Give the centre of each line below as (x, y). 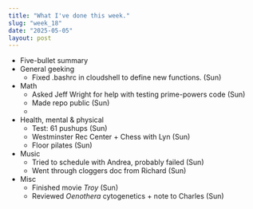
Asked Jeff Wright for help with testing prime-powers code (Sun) (138, 95)
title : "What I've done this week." (69, 16)
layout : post (30, 38)
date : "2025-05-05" (41, 30)
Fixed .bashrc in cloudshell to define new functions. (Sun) (126, 77)
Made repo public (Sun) (71, 103)
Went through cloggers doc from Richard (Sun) (109, 171)
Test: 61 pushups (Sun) (69, 128)
